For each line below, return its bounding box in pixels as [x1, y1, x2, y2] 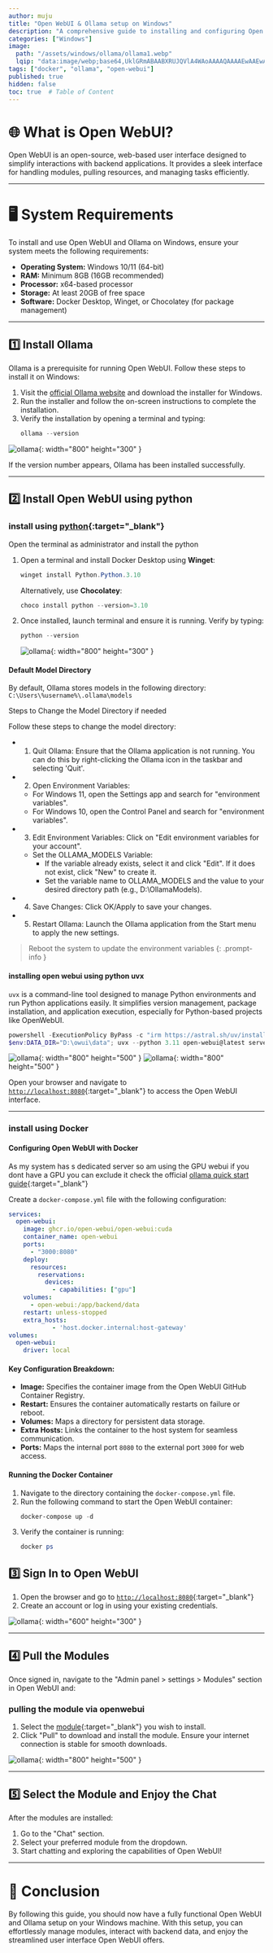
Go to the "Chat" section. [19, 1829, 105, 1839]
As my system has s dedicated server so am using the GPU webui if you [8, 1161, 249, 1171]
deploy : [23, 1255, 49, 1263]
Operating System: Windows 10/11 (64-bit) [19, 262, 165, 272]
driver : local [23, 1346, 71, 1354]
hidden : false [8, 80, 57, 88]
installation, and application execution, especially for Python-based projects [8, 1007, 262, 1016]
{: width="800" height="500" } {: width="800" [38, 1053, 224, 1063]
